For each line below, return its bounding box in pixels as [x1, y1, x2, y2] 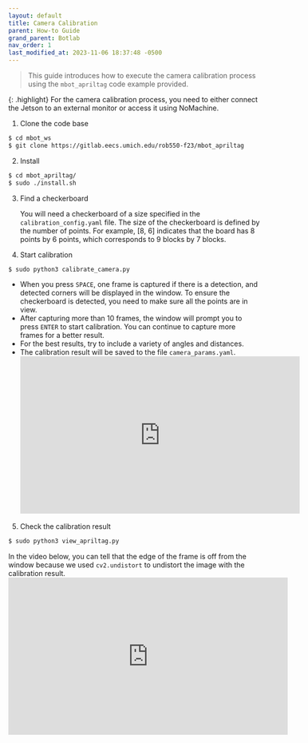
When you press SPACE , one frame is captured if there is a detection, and [19, 280, 258, 289]
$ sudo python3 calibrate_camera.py [8, 265, 130, 273]
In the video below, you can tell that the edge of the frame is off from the [8, 552, 247, 562]
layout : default [8, 11, 62, 20]
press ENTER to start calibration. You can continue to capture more [19, 322, 236, 332]
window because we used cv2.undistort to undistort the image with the [8, 560, 245, 570]
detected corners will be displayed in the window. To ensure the [19, 288, 230, 298]
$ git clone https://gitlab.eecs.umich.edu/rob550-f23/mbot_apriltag [8, 141, 245, 149]
